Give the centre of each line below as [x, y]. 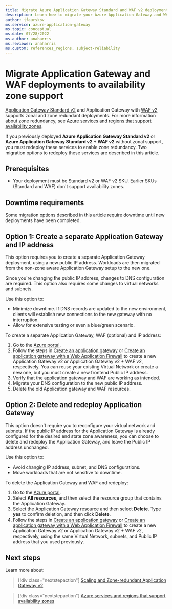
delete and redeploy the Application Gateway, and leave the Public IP [78, 441]
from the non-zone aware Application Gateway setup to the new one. [78, 268]
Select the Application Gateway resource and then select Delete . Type [87, 509]
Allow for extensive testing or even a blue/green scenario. [73, 325]
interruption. [26, 320]
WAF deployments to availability [76, 85]
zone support [35, 95]
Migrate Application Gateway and [78, 74]
